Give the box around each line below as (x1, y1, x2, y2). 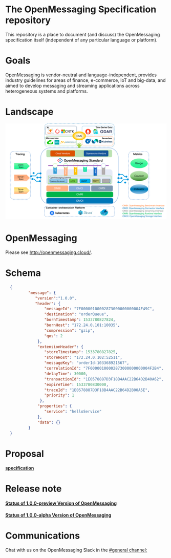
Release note (5, 483, 62, 495)
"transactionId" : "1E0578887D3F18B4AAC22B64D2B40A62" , (44, 376, 164, 382)
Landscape (5, 106, 54, 118)
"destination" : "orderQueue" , (44, 312, 109, 317)
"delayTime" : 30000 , (44, 371, 88, 376)
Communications (5, 530, 80, 541)
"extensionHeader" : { (37, 344, 83, 349)
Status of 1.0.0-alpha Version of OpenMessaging (5, 512, 112, 518)
